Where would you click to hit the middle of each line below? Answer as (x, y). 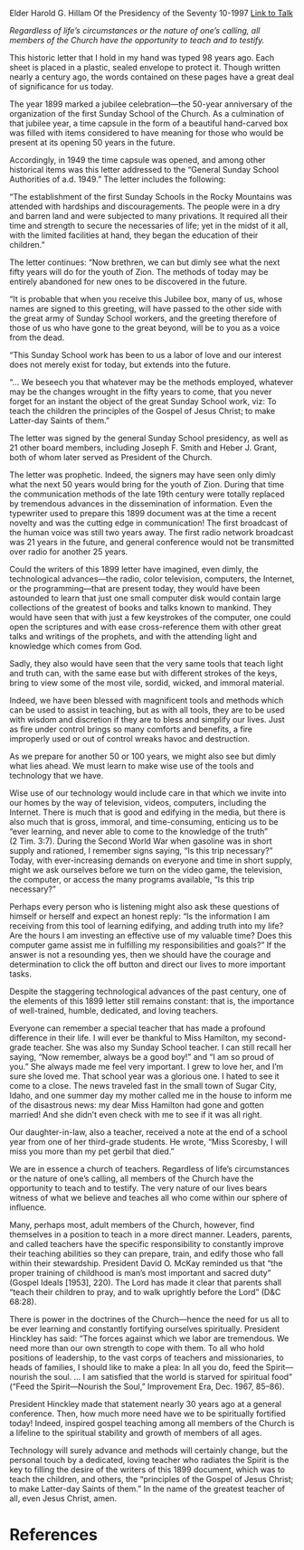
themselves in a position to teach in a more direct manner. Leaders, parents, (151, 1234)
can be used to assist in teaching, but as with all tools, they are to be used (147, 710)
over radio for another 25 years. (69, 552)
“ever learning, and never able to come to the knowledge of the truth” (139, 832)
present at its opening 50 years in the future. (92, 142)
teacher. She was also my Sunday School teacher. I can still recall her (162, 1047)
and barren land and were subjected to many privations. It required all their (148, 216)
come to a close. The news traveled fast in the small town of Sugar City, (143, 1086)
